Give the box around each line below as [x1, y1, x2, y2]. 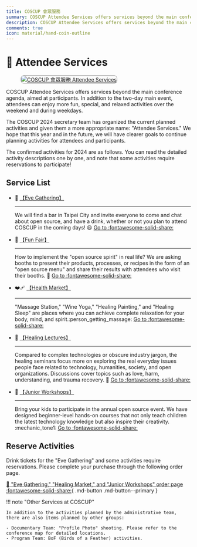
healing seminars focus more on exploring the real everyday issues [14, 357, 177, 364]
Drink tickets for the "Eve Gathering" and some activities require [6, 457, 161, 464]
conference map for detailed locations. [6, 530, 107, 536]
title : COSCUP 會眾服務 [6, 8, 60, 15]
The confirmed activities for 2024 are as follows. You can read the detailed [6, 148, 187, 156]
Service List [6, 178, 51, 188]
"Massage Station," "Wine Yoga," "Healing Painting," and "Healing [14, 303, 174, 310]
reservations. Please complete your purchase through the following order [6, 463, 183, 470]
